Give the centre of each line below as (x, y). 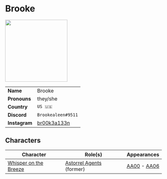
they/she (47, 99)
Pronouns (19, 99)
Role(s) (93, 154)
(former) (75, 169)
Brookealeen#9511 (57, 115)
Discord (17, 115)
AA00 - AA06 (143, 166)
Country (18, 107)
